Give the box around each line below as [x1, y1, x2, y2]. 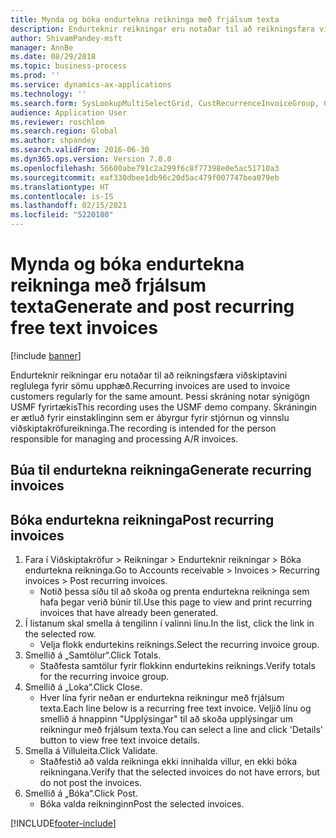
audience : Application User [10, 107, 128, 118]
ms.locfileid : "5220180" [10, 210, 114, 220]
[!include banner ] [10, 349, 82, 361]
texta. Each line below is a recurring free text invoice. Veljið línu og [39, 702, 312, 715]
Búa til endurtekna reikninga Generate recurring [10, 462, 312, 479]
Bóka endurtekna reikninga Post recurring [10, 511, 275, 528]
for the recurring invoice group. [39, 671, 170, 683]
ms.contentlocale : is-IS [10, 191, 114, 201]
